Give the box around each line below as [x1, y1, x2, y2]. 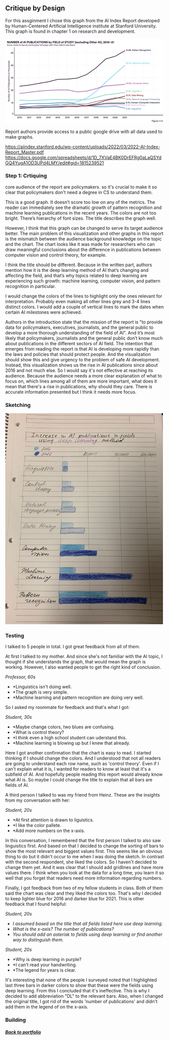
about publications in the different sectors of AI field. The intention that [5, 340, 153, 346]
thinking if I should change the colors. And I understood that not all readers [5, 755, 161, 761]
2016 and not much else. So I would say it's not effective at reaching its [5, 367, 153, 373]
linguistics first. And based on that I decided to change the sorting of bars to [5, 843, 164, 849]
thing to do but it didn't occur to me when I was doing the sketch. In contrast [5, 854, 164, 860]
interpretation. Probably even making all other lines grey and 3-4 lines [5, 298, 150, 304]
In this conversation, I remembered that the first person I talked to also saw [5, 838, 161, 844]
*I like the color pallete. [12, 822, 62, 828]
